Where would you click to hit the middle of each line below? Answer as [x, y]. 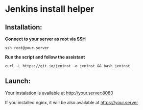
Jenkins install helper [50, 9]
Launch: [18, 81]
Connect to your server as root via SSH [46, 39]
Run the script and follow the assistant [45, 57]
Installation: [24, 27]
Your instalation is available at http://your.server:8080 [59, 93]
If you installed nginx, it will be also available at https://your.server [72, 102]
